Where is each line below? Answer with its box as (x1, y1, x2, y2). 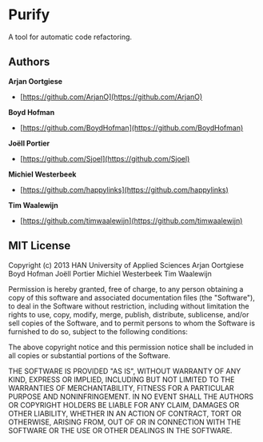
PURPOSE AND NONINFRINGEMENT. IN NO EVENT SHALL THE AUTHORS (8, 392, 254, 401)
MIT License (8, 239, 71, 253)
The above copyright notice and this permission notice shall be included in (8, 342, 253, 352)
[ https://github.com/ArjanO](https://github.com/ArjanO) (19, 92, 203, 102)
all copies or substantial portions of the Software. (8, 350, 170, 360)
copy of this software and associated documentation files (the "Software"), (8, 293, 256, 302)
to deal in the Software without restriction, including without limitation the (8, 301, 249, 311)
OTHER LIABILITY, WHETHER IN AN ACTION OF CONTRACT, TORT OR (8, 408, 241, 418)
